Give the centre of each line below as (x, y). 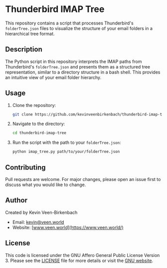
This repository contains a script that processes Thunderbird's (69, 23)
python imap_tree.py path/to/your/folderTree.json (66, 152)
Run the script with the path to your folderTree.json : (67, 142)
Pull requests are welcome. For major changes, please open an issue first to (83, 179)
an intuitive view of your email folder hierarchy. (53, 77)
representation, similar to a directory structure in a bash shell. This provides (83, 72)
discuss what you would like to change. (46, 184)
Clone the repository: (34, 105)
